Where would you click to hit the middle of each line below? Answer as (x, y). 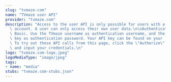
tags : (11, 62)
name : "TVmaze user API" (32, 15)
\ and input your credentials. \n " (46, 48)
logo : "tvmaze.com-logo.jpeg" (37, 52)
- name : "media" (22, 67)
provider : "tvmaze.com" (31, 19)
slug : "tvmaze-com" (26, 10)
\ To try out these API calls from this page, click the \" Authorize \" (88, 43)
